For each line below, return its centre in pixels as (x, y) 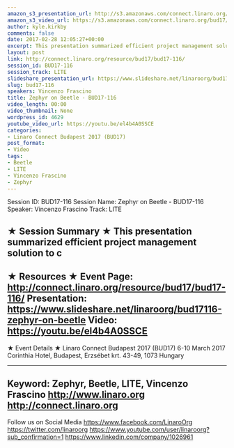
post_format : (26, 144)
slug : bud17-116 (31, 85)
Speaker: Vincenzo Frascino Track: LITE (64, 209)
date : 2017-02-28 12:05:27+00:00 (56, 40)
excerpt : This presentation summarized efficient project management (110, 46)
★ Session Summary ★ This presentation (100, 231)
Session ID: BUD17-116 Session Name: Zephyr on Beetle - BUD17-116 (106, 202)
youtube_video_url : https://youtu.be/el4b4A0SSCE (81, 124)
